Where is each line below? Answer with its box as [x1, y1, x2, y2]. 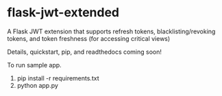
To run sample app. [7, 61, 62, 69]
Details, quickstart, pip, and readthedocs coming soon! [7, 48, 162, 56]
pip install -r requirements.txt [16, 74, 99, 82]
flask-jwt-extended [7, 5, 120, 20]
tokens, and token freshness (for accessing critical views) [7, 34, 171, 42]
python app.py [16, 81, 58, 89]
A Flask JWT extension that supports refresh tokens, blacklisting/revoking [7, 27, 216, 35]
